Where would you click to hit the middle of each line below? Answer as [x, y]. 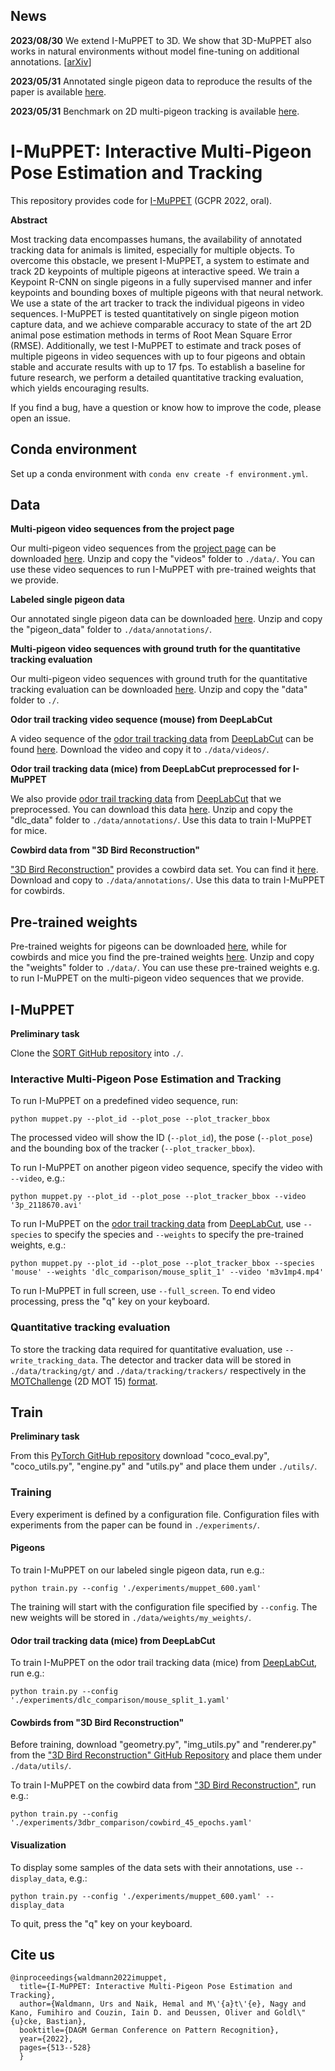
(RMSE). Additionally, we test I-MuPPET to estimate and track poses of [156, 345]
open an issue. [41, 418]
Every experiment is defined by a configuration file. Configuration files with [165, 1514]
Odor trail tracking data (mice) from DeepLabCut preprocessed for [151, 769]
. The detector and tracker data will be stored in [193, 1360]
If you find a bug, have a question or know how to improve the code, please [166, 407]
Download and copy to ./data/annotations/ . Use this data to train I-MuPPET [168, 880]
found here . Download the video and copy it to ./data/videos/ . [140, 750]
